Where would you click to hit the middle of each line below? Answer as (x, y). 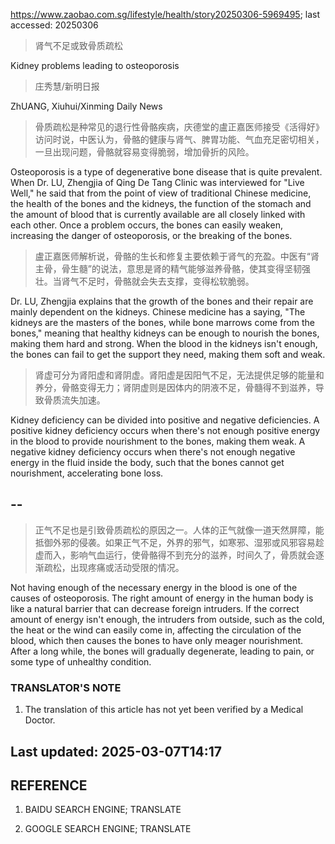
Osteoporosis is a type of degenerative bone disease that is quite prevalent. (166, 172)
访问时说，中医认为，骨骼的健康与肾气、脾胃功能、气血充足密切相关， (179, 139)
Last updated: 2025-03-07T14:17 (116, 751)
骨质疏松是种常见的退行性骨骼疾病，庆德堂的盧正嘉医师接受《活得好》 (179, 127)
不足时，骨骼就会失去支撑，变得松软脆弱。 (166, 281)
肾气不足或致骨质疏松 (78, 45)
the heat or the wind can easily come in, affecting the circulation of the (156, 630)
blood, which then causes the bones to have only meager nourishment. (157, 640)
